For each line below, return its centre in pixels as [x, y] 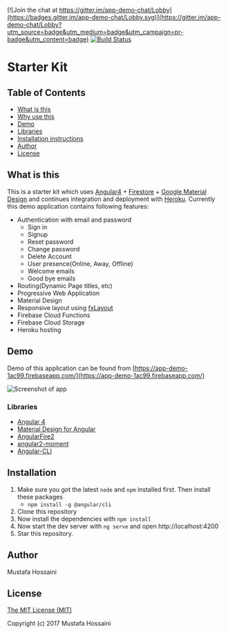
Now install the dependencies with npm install [84, 519]
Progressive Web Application [58, 293]
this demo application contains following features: [78, 206]
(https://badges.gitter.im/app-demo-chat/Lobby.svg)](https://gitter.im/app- [114, 17]
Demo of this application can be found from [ [71, 368]
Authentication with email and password [74, 220]
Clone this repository [47, 511]
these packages [40, 497]
